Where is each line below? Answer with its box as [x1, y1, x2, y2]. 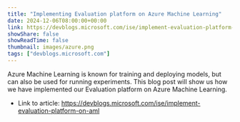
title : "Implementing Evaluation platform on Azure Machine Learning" [7, 10, 222, 18]
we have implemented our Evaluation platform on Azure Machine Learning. [7, 85, 227, 93]
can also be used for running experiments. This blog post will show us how [7, 77, 228, 86]
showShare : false [7, 30, 59, 38]
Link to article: [17, 98, 60, 107]
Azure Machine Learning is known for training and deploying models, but [7, 69, 221, 78]
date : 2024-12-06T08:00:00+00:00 [7, 17, 107, 24]
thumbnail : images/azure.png [7, 44, 94, 51]
